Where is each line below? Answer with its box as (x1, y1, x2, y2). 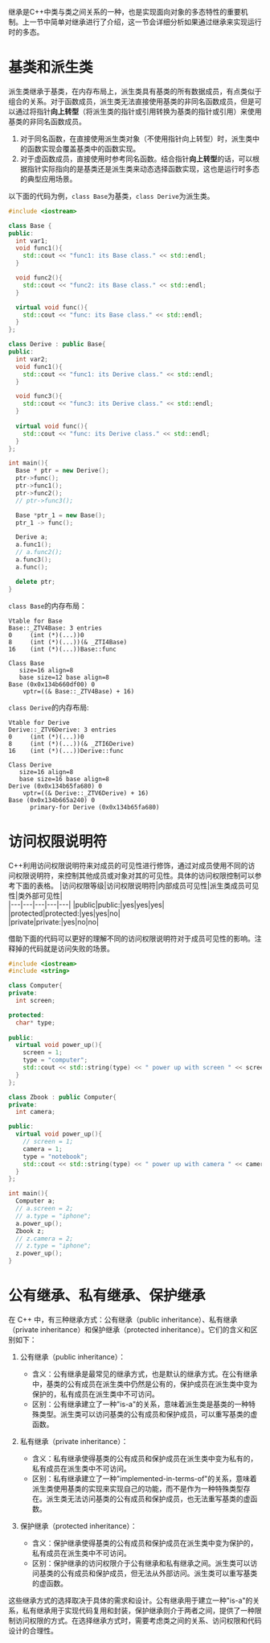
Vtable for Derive (8, 718, 70, 726)
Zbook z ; (15, 1227, 45, 1235)
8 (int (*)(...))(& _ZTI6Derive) (8, 739, 135, 747)
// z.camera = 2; (15, 1235, 74, 1243)
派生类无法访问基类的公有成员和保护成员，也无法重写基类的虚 (46, 1493, 251, 1504)
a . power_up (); (15, 1219, 63, 1227)
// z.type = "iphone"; (15, 1242, 92, 1250)
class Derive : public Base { (8, 341, 106, 349)
